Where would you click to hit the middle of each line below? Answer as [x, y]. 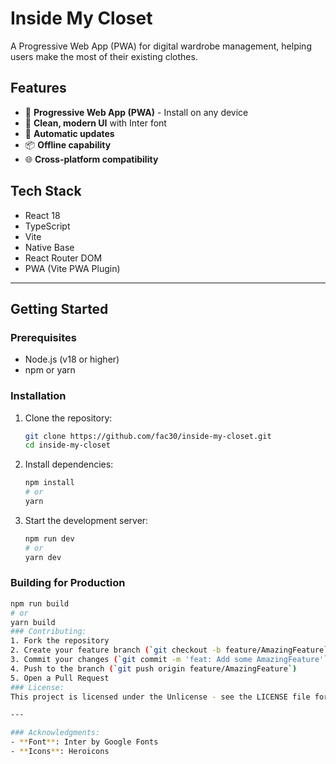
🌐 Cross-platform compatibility [91, 159]
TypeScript [47, 226]
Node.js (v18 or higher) [72, 359]
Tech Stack [46, 191]
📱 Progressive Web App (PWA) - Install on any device [136, 112]
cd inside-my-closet [67, 445]
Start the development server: [86, 520]
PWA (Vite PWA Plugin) [72, 268]
